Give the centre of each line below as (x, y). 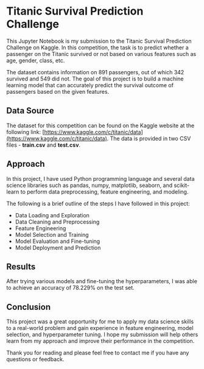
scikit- (181, 185)
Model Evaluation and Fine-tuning (58, 241)
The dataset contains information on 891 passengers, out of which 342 (95, 72)
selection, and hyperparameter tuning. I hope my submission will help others (102, 335)
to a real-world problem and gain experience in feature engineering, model (100, 328)
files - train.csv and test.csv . (44, 145)
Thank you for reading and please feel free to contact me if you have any (98, 353)
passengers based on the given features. (58, 91)
